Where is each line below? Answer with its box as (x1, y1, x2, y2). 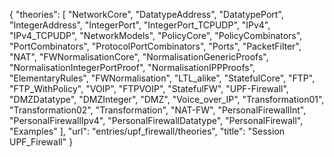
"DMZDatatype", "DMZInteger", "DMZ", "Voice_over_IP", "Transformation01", (9, 94, 325, 105)
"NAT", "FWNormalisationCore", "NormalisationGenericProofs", (9, 51, 269, 63)
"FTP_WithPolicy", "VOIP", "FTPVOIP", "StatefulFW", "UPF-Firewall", (9, 83, 289, 94)
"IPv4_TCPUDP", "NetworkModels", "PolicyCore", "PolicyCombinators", (9, 30, 303, 41)
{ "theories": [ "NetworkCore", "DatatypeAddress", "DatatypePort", (9, 9, 284, 20)
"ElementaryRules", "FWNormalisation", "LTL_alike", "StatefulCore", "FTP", (9, 72, 316, 84)
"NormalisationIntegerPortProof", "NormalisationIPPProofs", (9, 62, 256, 73)
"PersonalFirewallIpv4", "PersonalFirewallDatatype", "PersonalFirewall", (9, 115, 304, 126)
